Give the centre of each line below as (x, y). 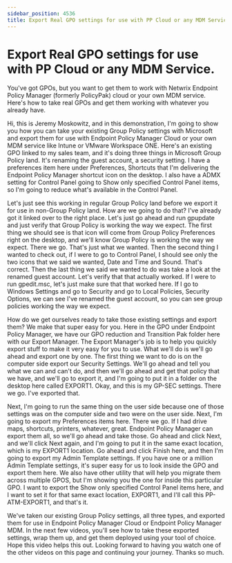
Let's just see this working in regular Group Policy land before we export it (113, 203)
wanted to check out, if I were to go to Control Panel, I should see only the (113, 255)
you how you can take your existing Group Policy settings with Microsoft (110, 131)
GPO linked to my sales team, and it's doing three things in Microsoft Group (114, 153)
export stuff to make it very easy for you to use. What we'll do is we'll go (110, 349)
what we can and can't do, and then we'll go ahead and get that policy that (113, 371)
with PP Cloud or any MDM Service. (111, 69)
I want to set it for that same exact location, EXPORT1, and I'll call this (106, 495)
